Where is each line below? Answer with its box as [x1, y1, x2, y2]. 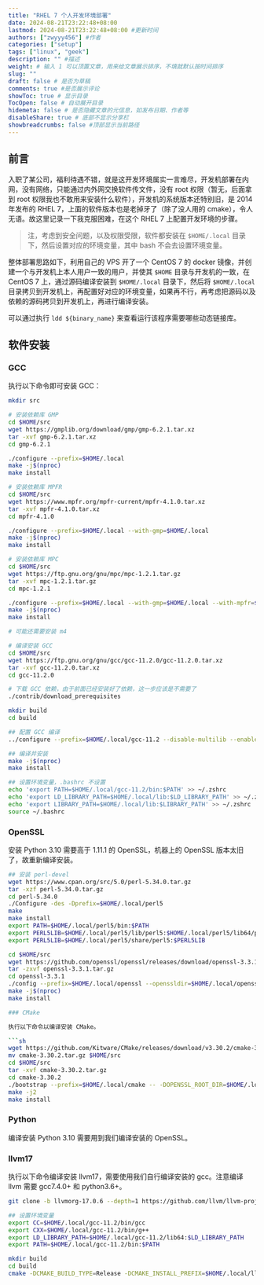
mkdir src [8, 397, 41, 405]
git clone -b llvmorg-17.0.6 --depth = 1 [8, 1198, 139, 1206]
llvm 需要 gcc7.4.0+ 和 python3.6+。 [8, 1182, 126, 1191]
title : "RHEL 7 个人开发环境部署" [8, 11, 112, 20]
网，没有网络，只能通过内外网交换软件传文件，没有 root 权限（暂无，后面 [8, 184, 246, 193]
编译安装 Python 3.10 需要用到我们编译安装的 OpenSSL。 [8, 1133, 192, 1142]
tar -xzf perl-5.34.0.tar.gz [8, 885, 104, 893]
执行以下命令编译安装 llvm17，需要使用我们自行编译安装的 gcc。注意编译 [8, 1172, 244, 1181]
